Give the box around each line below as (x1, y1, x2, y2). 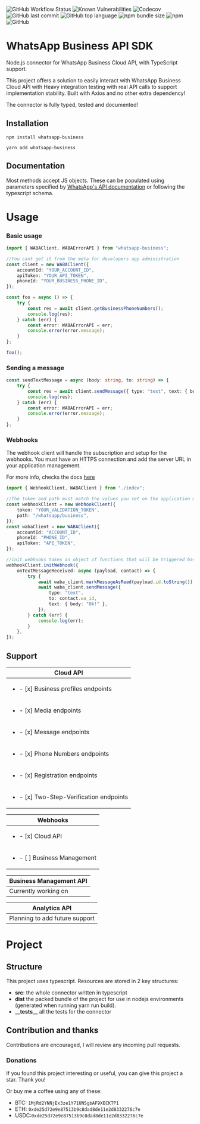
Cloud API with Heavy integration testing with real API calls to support (6, 83, 177, 90)
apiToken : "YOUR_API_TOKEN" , (17, 272, 89, 279)
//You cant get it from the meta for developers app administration (6, 255, 180, 262)
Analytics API (32, 904, 72, 912)
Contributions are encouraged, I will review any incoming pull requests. (6, 1041, 180, 1048)
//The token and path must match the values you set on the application (6, 496, 190, 502)
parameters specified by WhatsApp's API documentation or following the (6, 183, 185, 190)
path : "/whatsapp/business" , (17, 512, 89, 519)
